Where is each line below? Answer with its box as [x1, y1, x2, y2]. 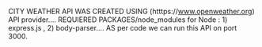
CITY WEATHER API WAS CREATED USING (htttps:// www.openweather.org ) [8, 7, 255, 16]
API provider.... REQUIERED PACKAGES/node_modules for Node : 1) [8, 15, 228, 24]
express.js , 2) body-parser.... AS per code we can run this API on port [8, 23, 237, 32]
